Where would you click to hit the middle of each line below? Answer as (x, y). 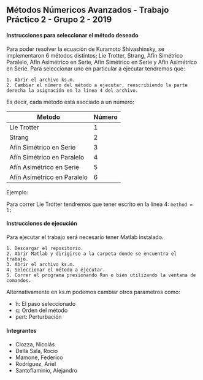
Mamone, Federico (39, 357)
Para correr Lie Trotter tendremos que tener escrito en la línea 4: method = (100, 204)
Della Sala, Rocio (36, 351)
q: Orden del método (41, 310)
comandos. (19, 280)
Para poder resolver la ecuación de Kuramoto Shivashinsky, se (85, 49)
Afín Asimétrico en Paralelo (48, 177)
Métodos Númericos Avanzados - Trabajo (88, 10)
